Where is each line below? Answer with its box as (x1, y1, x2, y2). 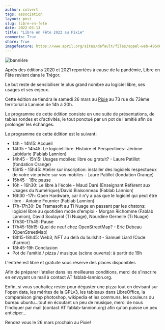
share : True (5, 39, 29, 44)
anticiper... (5, 310, 27, 316)
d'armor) (12, 239, 30, 246)
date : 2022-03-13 (5, 26, 41, 30)
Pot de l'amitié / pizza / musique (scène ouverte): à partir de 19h (12, 250, 142, 256)
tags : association (5, 12, 43, 17)
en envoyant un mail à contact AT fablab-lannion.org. (5, 274, 112, 280)
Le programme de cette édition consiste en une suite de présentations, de (5, 111, 155, 117)
